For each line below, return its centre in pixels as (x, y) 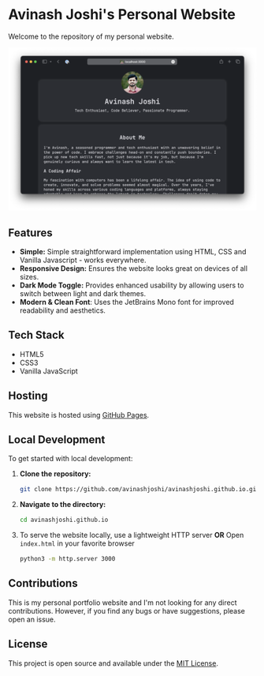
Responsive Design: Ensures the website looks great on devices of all (134, 269)
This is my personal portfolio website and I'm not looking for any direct (123, 603)
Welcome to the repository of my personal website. (91, 36)
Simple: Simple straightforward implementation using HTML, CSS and (133, 252)
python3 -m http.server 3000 (67, 559)
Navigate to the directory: (63, 505)
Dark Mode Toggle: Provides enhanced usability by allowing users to (132, 285)
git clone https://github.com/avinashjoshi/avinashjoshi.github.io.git (139, 490)
